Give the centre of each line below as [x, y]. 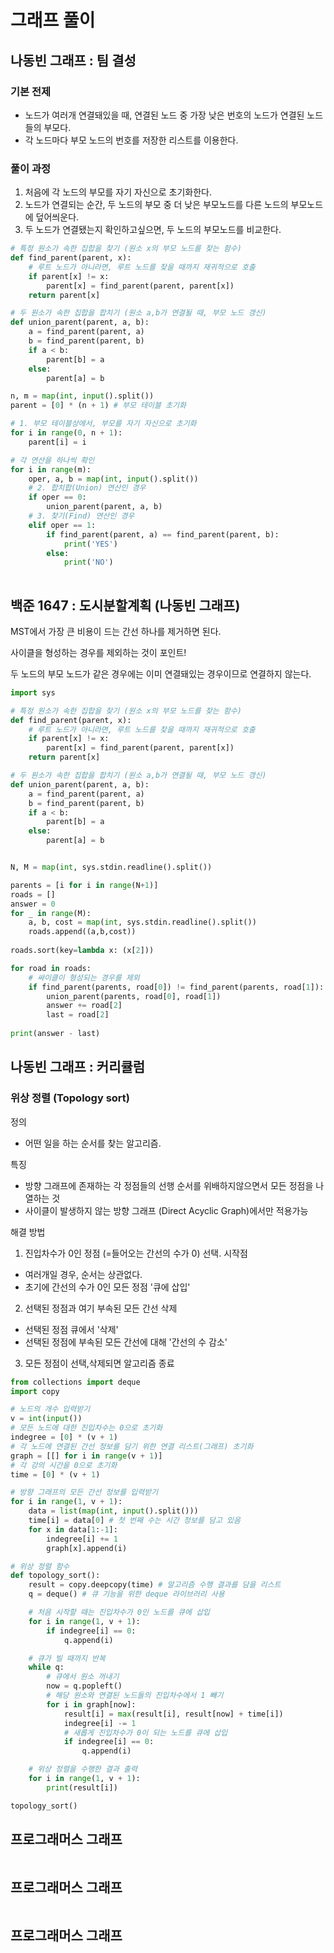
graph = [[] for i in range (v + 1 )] [86, 1456]
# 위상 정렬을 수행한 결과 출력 [83, 1769]
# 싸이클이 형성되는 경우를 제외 [84, 977]
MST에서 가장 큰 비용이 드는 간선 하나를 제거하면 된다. [116, 631]
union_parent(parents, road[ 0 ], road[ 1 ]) [134, 996]
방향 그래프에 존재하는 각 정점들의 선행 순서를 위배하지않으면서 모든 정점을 [169, 1185]
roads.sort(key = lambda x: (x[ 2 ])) [82, 951]
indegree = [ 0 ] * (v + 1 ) [64, 1437]
